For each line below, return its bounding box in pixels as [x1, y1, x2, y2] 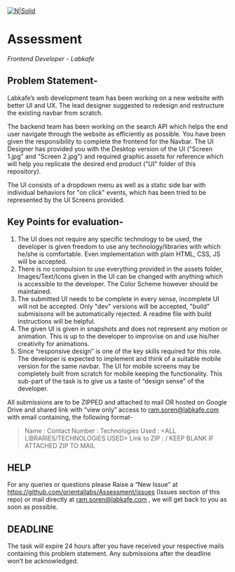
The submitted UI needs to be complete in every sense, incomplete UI [17, 294, 220, 303]
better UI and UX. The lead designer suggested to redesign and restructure [7, 101, 224, 109]
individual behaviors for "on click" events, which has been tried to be [7, 188, 207, 196]
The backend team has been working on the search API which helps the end [7, 122, 228, 130]
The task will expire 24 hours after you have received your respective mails [7, 542, 224, 550]
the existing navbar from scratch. [7, 108, 103, 117]
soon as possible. [7, 503, 58, 511]
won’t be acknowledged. [7, 557, 79, 566]
